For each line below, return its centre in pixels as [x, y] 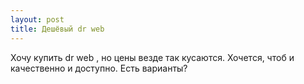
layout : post [37, 19]
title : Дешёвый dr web [57, 29]
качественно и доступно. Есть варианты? [99, 68]
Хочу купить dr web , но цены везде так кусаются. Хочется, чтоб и [152, 57]
